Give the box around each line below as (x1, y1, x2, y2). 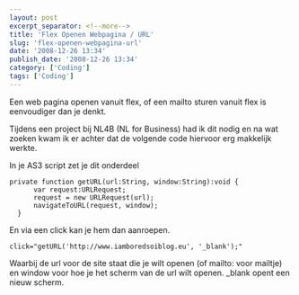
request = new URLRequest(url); (32, 192, 154, 202)
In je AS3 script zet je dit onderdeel (9, 159, 139, 171)
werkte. (9, 142, 38, 153)
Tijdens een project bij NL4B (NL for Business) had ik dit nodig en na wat (9, 123, 278, 134)
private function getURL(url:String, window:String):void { (9, 177, 240, 186)
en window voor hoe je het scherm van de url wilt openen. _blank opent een (9, 267, 290, 278)
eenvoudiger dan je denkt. (9, 105, 107, 117)
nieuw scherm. (9, 276, 65, 288)
